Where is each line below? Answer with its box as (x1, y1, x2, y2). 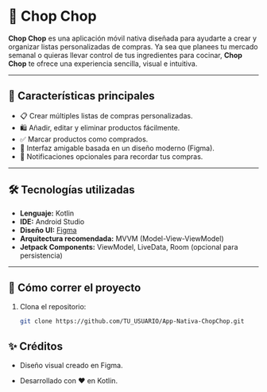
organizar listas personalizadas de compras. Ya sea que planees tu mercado (8, 41, 258, 51)
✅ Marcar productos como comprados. (19, 134, 149, 144)
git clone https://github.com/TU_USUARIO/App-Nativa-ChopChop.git (19, 317, 245, 325)
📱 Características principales (8, 89, 155, 103)
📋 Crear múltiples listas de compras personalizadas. (19, 111, 193, 120)
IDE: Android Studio (19, 216, 85, 226)
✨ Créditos (8, 340, 64, 353)
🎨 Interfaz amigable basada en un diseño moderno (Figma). (19, 143, 215, 153)
